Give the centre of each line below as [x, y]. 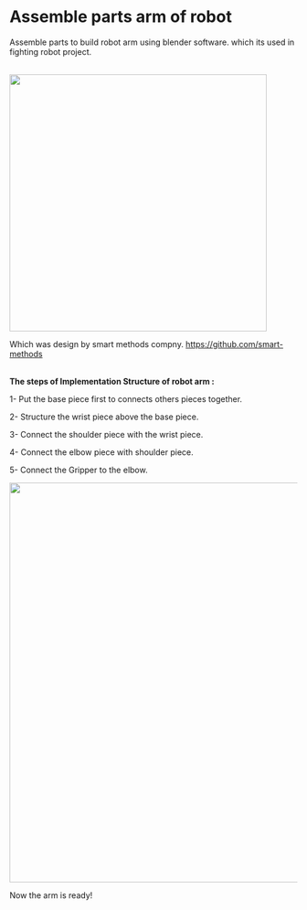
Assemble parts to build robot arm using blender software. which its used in [152, 42]
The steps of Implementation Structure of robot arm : [112, 381]
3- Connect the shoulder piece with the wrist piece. [106, 434]
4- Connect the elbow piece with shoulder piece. [101, 452]
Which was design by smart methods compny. [97, 344]
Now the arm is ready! [51, 895]
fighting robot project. [51, 51]
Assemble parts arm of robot [121, 17]
